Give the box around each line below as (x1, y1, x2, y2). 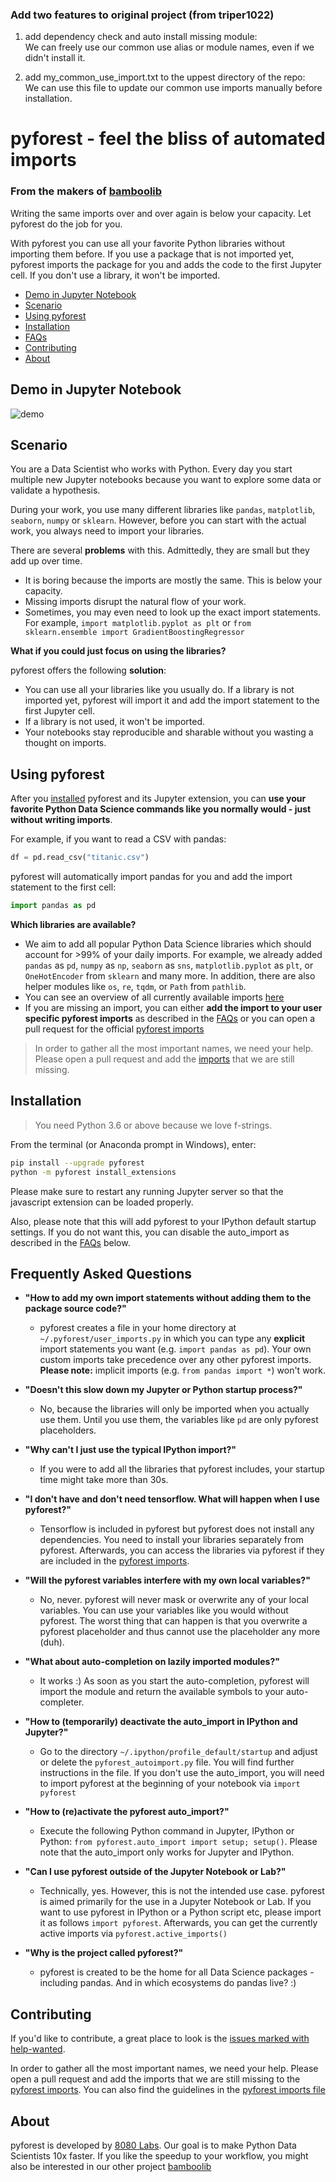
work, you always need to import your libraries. (10, 525, 205, 537)
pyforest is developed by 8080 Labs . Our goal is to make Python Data (10, 2139, 297, 2151)
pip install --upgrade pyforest (10, 1158, 145, 1168)
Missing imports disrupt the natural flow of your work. (24, 596, 247, 608)
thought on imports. (24, 737, 107, 749)
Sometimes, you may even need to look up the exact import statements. (24, 606, 322, 618)
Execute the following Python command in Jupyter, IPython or (39, 1825, 295, 1837)
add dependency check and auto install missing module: (24, 31, 258, 43)
